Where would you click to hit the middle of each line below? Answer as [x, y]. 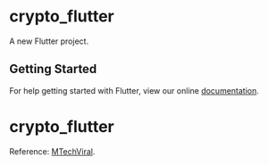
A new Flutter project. [49, 41]
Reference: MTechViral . [52, 151]
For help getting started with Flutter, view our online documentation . [134, 90]
